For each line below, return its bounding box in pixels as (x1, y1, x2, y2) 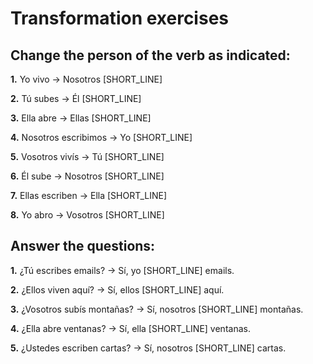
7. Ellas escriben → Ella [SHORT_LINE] (10, 190, 168, 201)
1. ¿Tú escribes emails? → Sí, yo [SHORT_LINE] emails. (10, 264, 235, 276)
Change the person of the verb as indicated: (10, 47, 291, 64)
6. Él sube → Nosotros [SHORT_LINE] (10, 170, 165, 182)
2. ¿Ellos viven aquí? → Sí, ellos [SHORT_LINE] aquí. (10, 283, 225, 296)
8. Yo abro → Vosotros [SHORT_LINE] (10, 209, 165, 221)
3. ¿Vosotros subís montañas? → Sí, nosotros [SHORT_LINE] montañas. (10, 303, 304, 315)
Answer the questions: (10, 238, 156, 255)
